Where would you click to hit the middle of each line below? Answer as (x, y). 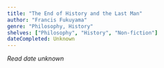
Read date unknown (36, 58)
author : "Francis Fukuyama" (47, 20)
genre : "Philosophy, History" (50, 26)
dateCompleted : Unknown (41, 39)
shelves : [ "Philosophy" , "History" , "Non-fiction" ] (82, 33)
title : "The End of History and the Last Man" (75, 13)
